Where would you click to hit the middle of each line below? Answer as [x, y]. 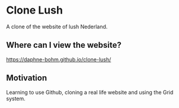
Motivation [27, 78]
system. [16, 99]
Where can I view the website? [64, 45]
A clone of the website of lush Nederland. [57, 27]
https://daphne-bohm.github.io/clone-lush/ [59, 59]
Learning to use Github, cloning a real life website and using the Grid [90, 92]
